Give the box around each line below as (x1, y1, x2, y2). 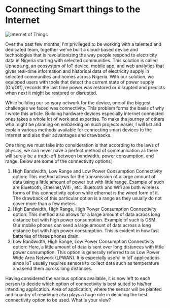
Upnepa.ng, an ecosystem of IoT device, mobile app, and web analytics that (5, 63, 164, 69)
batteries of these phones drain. (12, 233, 80, 239)
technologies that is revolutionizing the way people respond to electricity (5, 52, 157, 58)
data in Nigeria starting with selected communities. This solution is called (5, 57, 158, 63)
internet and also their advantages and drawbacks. (5, 132, 112, 138)
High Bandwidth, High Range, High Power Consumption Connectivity (12, 206, 157, 212)
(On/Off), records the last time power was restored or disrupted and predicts (5, 84, 165, 90)
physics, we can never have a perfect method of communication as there (5, 147, 158, 153)
